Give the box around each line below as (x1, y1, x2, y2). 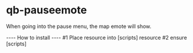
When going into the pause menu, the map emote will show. (6, 23, 152, 30)
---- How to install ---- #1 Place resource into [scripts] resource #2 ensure (6, 34, 187, 41)
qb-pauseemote (6, 3, 87, 17)
